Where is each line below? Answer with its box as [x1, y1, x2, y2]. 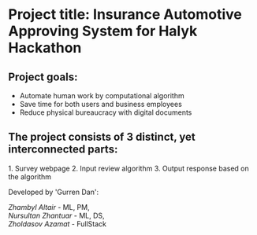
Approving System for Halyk [8, 22, 198, 40]
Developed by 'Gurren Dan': [8, 187, 99, 196]
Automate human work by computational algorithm [19, 91, 184, 100]
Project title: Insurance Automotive [8, 6, 242, 24]
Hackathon [8, 39, 82, 57]
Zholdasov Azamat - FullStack [8, 218, 106, 229]
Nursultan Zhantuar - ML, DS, [8, 211, 105, 220]
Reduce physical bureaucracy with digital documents [19, 108, 192, 117]
